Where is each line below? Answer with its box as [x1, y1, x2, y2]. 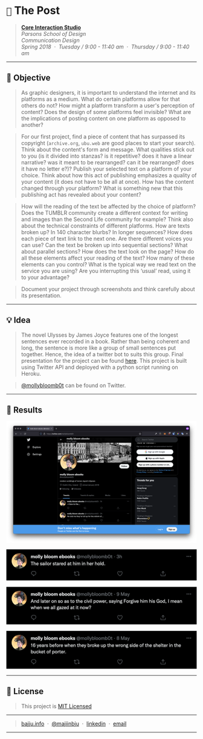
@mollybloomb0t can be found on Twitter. [21, 382, 126, 389]
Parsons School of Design [21, 30, 86, 37]
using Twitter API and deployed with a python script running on [21, 363, 178, 371]
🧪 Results [6, 405, 42, 415]
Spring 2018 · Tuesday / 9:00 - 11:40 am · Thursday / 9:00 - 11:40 [21, 43, 190, 50]
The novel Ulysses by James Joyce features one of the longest [21, 331, 178, 339]
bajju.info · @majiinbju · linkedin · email [21, 720, 127, 727]
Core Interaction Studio [21, 24, 82, 31]
